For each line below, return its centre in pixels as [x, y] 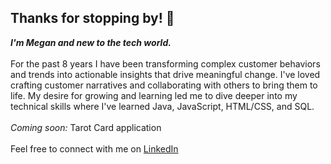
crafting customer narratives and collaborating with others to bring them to [164, 85]
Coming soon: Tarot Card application [86, 127]
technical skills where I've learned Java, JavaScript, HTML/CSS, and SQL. [162, 106]
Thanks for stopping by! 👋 [92, 18]
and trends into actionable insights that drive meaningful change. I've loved [165, 74]
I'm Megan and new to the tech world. [91, 42]
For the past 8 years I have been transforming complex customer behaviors [165, 63]
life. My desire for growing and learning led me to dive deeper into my [154, 95]
